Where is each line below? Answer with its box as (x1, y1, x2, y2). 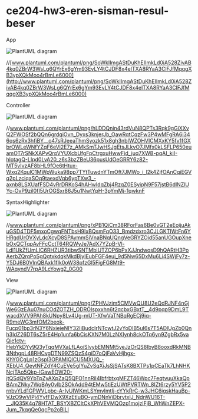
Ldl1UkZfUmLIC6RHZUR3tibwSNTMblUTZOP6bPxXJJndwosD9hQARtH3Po (6, 246, 189, 253)
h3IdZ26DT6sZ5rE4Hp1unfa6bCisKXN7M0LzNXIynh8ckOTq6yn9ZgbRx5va (6, 331, 189, 338)
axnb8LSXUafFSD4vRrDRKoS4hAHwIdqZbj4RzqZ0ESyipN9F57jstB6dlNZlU (6, 181, 190, 188)
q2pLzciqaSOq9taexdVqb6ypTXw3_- (6, 174, 96, 182)
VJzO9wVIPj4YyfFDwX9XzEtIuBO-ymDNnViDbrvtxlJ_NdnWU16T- (6, 393, 166, 400)
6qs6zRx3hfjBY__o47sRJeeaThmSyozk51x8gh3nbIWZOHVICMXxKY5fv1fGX (6, 137, 192, 144)
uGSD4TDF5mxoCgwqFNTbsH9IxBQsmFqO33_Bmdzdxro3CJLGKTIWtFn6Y (6, 227, 191, 235)
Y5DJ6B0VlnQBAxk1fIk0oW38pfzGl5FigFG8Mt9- (6, 259, 126, 266)
